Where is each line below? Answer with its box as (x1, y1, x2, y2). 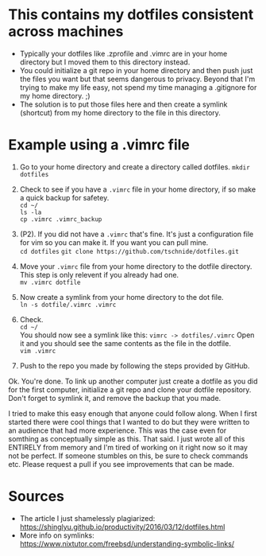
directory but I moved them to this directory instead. (19, 57, 191, 67)
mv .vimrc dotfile (19, 278, 81, 286)
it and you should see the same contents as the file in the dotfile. (19, 338, 232, 348)
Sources (8, 488, 65, 506)
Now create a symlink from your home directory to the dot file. (19, 292, 224, 301)
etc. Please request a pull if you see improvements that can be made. (8, 459, 235, 469)
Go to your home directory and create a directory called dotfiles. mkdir (19, 161, 250, 172)
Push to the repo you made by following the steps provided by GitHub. (19, 360, 250, 371)
